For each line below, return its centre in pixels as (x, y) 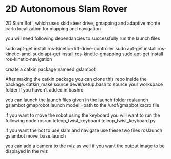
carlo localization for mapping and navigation (53, 28)
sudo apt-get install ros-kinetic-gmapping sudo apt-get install (98, 54)
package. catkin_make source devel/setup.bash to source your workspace (84, 84)
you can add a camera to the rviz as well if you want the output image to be (85, 146)
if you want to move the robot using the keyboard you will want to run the (83, 115)
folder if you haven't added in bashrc (44, 89)
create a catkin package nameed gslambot (51, 69)
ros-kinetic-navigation (29, 59)
